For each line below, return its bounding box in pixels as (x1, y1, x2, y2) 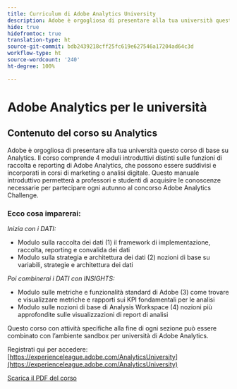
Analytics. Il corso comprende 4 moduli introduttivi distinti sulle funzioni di (7, 153, 222, 162)
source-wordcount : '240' (7, 56, 80, 63)
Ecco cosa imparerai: (7, 209, 81, 218)
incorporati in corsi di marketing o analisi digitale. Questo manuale (7, 168, 200, 177)
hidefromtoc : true (7, 30, 61, 37)
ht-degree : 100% (7, 63, 55, 70)
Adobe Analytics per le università (7, 99, 207, 115)
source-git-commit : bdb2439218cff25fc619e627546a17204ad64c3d (7, 43, 194, 50)
